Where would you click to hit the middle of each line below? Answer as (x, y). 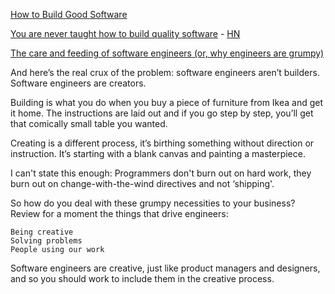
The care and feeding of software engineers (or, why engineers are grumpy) (167, 53)
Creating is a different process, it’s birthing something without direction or (162, 143)
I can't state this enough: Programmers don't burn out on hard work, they (161, 173)
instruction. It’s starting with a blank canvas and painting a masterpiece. (158, 153)
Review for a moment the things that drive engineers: (119, 213)
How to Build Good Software (69, 14)
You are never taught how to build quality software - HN (125, 33)
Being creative (42, 232)
